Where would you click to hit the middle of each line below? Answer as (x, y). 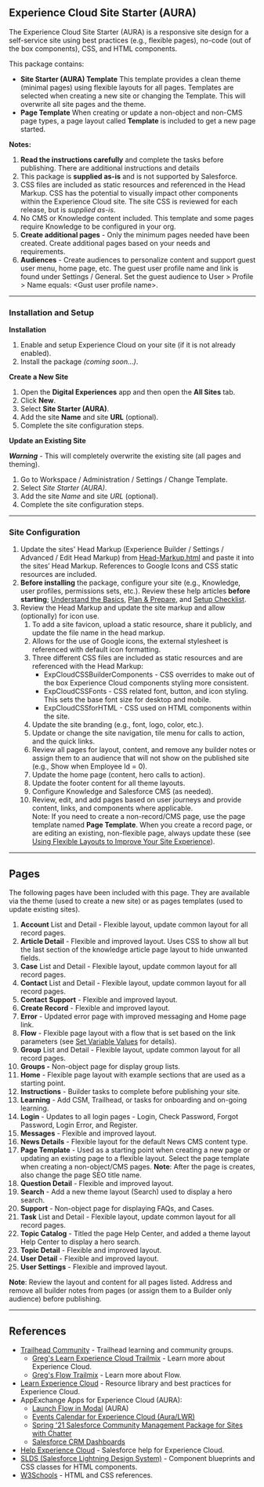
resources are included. (58, 575)
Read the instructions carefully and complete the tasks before (122, 160)
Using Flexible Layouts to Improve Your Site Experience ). (123, 842)
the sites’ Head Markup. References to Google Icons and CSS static (129, 566)
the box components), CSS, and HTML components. (93, 48)
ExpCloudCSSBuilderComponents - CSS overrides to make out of (149, 674)
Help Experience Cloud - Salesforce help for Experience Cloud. (122, 1450)
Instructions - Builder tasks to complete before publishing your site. (130, 1092)
